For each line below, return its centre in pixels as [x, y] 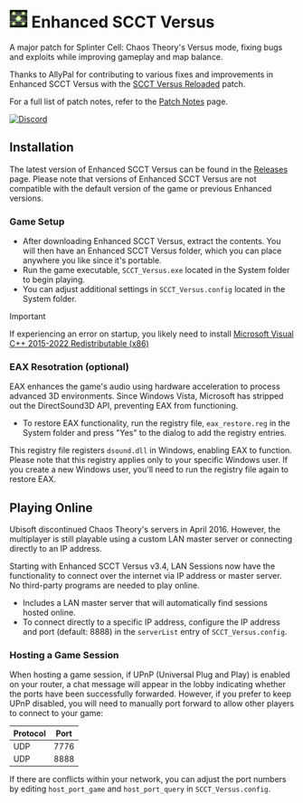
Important [28, 316]
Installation [42, 148]
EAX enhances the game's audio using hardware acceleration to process [145, 387]
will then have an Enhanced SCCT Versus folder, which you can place [152, 251]
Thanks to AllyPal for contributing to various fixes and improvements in [142, 74]
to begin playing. [54, 279]
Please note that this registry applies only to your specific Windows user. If [149, 460]
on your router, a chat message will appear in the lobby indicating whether [148, 685]
